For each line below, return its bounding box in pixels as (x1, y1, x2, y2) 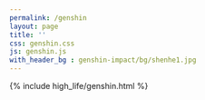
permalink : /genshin (9, 13, 88, 23)
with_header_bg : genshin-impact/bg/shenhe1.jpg (9, 55, 197, 65)
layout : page (9, 22, 59, 31)
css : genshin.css (9, 38, 75, 48)
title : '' (9, 30, 47, 39)
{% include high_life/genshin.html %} (9, 81, 149, 91)
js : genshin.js (9, 47, 67, 56)
